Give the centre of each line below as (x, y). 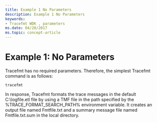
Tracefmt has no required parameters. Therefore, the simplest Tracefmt (78, 71)
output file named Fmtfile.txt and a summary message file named (71, 110)
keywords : (15, 19)
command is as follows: (29, 76)
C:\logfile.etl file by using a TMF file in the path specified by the (70, 99)
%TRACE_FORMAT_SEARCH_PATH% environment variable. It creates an (78, 105)
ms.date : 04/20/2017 (26, 28)
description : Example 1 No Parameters (45, 14)
